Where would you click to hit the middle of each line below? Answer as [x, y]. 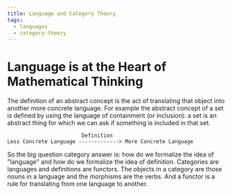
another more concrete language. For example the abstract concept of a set [115, 109]
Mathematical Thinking [75, 82]
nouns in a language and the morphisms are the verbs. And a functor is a [111, 176]
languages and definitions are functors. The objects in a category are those [115, 169]
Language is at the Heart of [87, 67]
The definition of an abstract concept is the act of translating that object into [116, 101]
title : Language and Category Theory [62, 13]
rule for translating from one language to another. [78, 184]
